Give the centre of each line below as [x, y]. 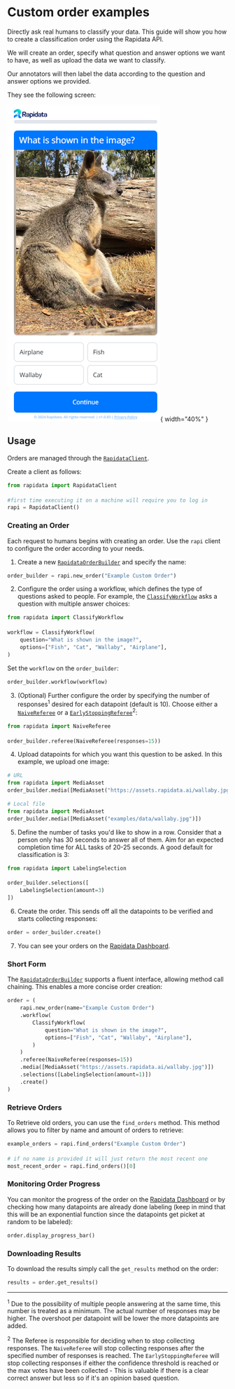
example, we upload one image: [63, 762]
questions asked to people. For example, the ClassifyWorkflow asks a [117, 597]
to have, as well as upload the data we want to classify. [86, 60]
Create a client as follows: [44, 472]
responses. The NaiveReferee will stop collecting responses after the [106, 1348]
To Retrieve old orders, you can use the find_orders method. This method [114, 1122]
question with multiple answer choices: [74, 604]
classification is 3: [43, 854]
